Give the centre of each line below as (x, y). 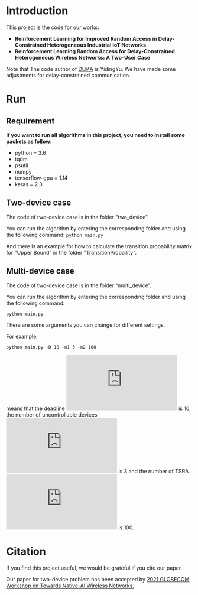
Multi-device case (40, 271)
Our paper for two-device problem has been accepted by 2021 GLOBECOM (98, 579)
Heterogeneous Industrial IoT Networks (97, 45)
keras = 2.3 (28, 184)
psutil (21, 165)
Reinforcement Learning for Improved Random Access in (86, 38)
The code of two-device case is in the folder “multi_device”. (79, 285)
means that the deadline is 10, (98, 408)
